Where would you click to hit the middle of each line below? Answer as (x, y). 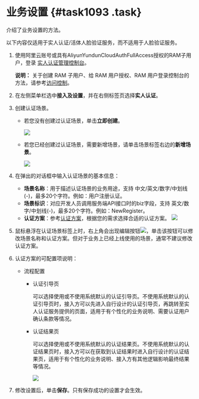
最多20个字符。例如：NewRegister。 (103, 211)
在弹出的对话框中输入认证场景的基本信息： (67, 176)
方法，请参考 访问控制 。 (43, 82)
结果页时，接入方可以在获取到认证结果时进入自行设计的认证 (111, 351)
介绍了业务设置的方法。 (35, 30)
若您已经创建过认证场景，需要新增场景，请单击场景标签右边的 (99, 144)
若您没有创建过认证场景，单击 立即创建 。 (73, 120)
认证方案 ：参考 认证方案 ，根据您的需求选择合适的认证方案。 (97, 218)
